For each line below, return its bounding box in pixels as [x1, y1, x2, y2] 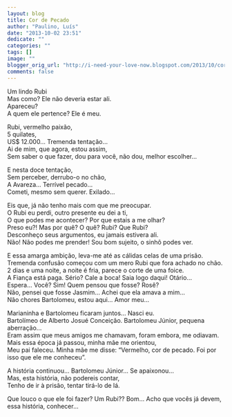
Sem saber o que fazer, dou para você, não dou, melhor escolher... [7, 152, 197, 160]
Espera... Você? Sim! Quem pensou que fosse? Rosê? [7, 281, 159, 289]
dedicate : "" [7, 36, 45, 43]
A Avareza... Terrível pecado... [7, 180, 93, 188]
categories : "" [7, 42, 51, 49]
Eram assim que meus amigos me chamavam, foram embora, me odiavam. [7, 330, 220, 339]
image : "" [7, 55, 36, 62]
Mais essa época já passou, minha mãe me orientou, [7, 338, 157, 346]
